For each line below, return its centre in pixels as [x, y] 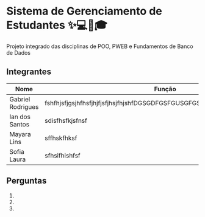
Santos [19, 124]
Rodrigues [24, 106]
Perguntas [27, 181]
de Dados [18, 52]
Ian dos [20, 117]
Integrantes [29, 72]
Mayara [20, 134]
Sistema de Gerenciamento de [85, 11]
